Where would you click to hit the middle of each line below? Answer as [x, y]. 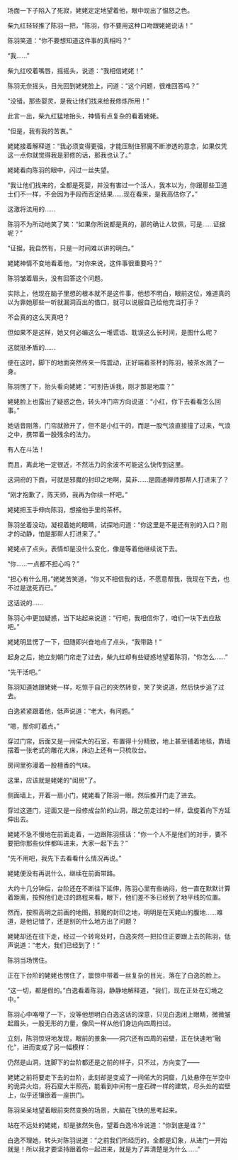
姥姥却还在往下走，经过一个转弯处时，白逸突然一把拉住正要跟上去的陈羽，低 [119, 936]
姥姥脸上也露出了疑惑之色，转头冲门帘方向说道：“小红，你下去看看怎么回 [114, 402]
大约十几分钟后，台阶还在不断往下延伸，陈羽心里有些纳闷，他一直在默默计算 [119, 888]
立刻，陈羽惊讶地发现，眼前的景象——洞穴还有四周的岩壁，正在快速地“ [111, 1038]
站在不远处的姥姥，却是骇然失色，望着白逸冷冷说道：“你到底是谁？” [106, 1125]
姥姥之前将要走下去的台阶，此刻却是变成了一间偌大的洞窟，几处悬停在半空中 [119, 1077]
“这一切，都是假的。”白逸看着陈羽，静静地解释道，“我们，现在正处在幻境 [112, 990]
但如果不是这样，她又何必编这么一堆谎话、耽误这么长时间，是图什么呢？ [113, 332]
